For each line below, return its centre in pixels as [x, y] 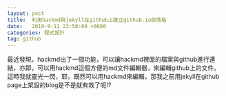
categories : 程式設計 [36, 33]
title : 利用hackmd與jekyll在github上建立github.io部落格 [87, 20]
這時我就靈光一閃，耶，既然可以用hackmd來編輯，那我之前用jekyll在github [113, 77]
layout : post [26, 13]
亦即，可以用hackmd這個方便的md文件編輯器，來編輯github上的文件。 [120, 68]
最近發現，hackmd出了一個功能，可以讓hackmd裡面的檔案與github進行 [108, 60]
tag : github [24, 39]
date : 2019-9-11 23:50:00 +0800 [57, 26]
